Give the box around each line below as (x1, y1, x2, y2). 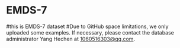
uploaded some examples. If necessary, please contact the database (6, 29, 175, 36)
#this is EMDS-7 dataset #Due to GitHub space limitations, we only (6, 23, 169, 30)
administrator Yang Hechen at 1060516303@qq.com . (6, 35, 135, 42)
